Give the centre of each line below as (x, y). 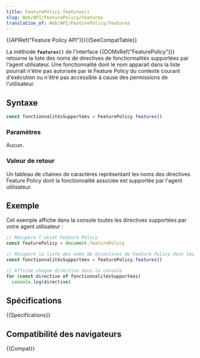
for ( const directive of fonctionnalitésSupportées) (74, 276)
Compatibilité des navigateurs (64, 334)
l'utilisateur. (20, 84)
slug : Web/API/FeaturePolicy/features (55, 17)
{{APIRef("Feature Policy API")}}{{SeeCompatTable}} (72, 40)
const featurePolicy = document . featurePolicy (65, 243)
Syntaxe (22, 103)
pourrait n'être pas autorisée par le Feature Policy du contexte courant (93, 71)
